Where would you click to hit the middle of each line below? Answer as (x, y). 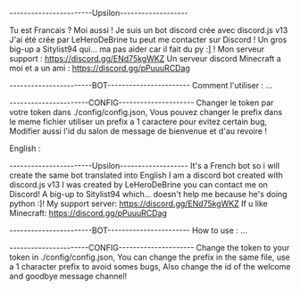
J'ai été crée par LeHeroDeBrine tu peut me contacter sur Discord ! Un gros (148, 40)
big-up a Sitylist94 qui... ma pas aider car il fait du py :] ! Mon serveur (137, 49)
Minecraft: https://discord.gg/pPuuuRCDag (88, 213)
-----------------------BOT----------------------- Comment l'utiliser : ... (141, 85)
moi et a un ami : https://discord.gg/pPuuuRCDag (100, 68)
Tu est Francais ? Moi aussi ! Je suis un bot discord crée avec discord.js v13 (149, 30)
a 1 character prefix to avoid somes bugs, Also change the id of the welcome (150, 266)
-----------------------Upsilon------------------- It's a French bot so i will (144, 166)
